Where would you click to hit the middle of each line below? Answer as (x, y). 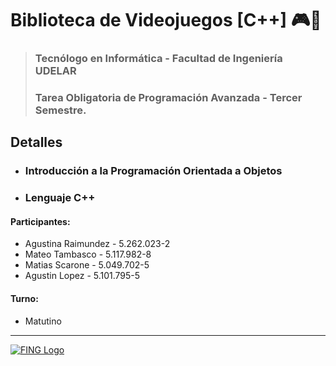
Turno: (24, 299)
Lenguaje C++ (60, 198)
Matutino (43, 321)
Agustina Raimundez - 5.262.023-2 (97, 244)
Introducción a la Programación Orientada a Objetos (153, 171)
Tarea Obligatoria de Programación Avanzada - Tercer (168, 98)
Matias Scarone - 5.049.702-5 (87, 265)
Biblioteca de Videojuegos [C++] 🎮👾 (166, 20)
